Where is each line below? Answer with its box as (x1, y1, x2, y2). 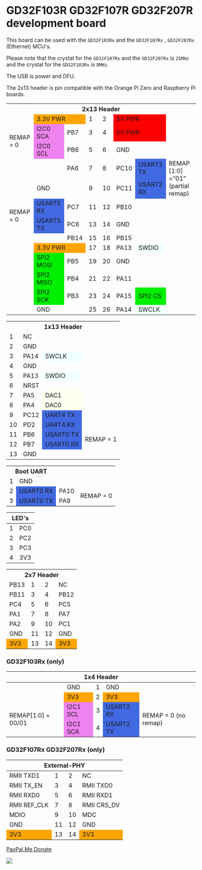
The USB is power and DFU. (6, 72, 75, 80)
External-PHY (44, 761, 85, 769)
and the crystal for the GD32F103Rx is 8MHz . (6, 61, 109, 68)
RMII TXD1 (9, 771, 40, 780)
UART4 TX (44, 410, 75, 419)
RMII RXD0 (9, 790, 40, 799)
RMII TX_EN (9, 781, 43, 789)
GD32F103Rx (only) (6, 657, 65, 666)
